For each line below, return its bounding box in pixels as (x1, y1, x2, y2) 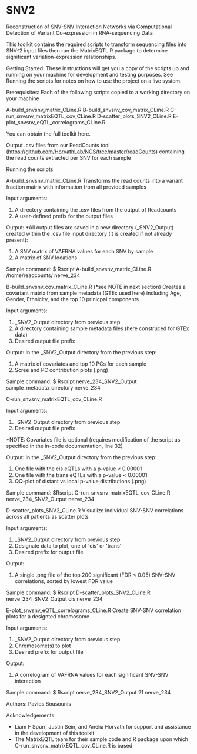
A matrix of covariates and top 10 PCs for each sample (14, 360, 147, 367)
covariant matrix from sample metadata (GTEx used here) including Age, (6, 289, 182, 297)
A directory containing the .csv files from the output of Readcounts (14, 206, 177, 213)
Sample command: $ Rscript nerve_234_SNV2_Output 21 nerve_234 (6, 689, 171, 696)
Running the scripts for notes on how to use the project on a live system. (6, 77, 182, 84)
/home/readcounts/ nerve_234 (6, 272, 81, 279)
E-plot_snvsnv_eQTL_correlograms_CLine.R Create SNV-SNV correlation (6, 607, 181, 614)
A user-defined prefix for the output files (14, 212, 113, 219)
